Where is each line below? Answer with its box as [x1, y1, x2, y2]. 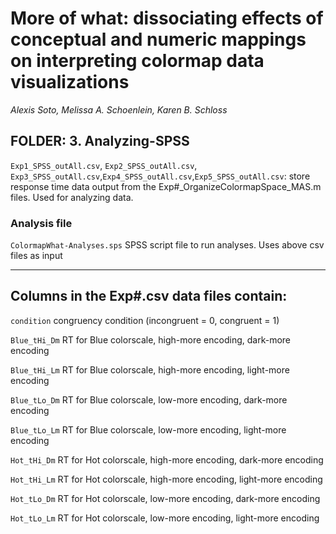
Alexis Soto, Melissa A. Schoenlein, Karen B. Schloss [10, 103, 228, 116]
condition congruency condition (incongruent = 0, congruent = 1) [10, 314, 280, 326]
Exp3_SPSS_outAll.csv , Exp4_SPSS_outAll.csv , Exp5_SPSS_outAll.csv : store [10, 170, 311, 182]
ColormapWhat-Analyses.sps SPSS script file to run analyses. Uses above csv [10, 239, 325, 251]
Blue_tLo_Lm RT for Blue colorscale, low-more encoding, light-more [10, 423, 287, 436]
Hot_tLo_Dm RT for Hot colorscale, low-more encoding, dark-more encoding [10, 492, 321, 504]
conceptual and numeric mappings [10, 28, 307, 51]
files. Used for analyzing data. [10, 191, 134, 203]
